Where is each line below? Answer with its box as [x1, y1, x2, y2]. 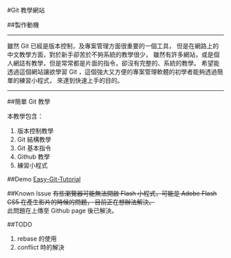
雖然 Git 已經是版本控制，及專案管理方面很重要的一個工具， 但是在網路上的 [7, 42, 219, 50]
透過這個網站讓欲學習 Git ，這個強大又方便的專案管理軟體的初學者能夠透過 [7, 68, 218, 76]
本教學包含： [7, 112, 43, 120]
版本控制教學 [16, 127, 54, 135]
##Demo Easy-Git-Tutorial [7, 175, 81, 183]
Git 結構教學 [16, 135, 52, 143]
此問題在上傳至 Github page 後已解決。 [7, 206, 118, 215]
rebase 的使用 [16, 235, 57, 243]
